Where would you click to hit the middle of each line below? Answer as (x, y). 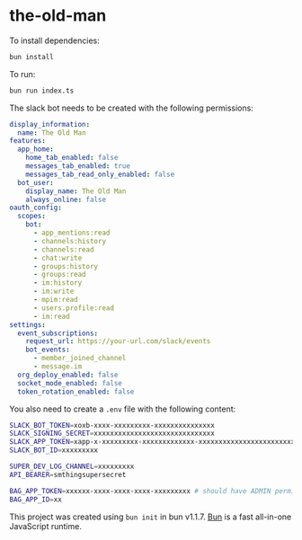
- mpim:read (55, 300)
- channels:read (63, 249)
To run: (22, 74)
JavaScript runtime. (46, 526)
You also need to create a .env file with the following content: (123, 409)
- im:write (53, 292)
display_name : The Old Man (76, 191)
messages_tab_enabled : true (78, 166)
